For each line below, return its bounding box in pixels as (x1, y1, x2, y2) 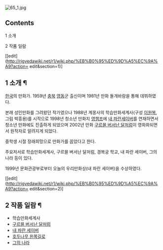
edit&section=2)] (29, 186, 64, 191)
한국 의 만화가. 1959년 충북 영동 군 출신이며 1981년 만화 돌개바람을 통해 (5, 93, 139, 98)
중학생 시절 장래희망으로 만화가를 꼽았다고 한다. (5, 138, 96, 144)
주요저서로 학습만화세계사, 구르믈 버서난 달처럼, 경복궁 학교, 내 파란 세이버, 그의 (5, 149, 158, 155)
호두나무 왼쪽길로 (12, 234, 46, 240)
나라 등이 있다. (5, 155, 33, 161)
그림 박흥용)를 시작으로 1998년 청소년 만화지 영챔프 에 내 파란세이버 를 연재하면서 (5, 116, 159, 122)
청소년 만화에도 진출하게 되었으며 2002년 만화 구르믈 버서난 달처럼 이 (5, 122, 137, 127)
